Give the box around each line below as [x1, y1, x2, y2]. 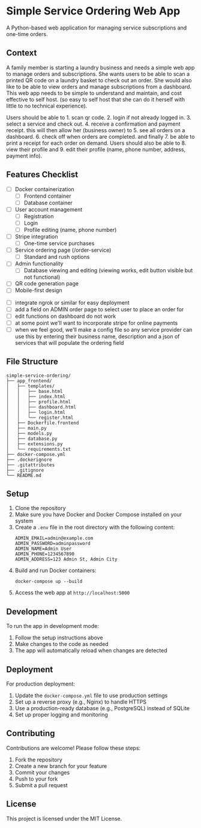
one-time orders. [6, 30, 48, 37]
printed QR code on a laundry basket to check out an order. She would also [6, 76, 192, 84]
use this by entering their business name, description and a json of [14, 332, 180, 340]
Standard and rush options [23, 254, 90, 261]
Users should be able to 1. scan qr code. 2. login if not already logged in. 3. [6, 114, 192, 121]
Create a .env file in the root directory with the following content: [14, 524, 175, 531]
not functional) [23, 273, 61, 281]
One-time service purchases [23, 240, 95, 247]
